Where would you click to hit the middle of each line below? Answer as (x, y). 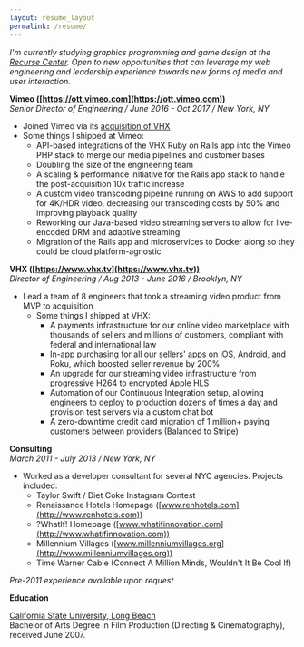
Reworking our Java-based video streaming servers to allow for (155, 222)
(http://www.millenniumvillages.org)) (104, 553)
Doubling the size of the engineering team (114, 164)
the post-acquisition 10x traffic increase (110, 183)
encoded (53, 231)
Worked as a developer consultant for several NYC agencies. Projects (153, 475)
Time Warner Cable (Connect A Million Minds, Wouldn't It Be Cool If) (164, 563)
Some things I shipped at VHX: (93, 315)
